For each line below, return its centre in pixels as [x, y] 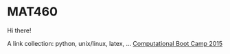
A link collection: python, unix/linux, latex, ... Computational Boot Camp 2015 [115, 43]
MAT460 [33, 12]
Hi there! [19, 30]
